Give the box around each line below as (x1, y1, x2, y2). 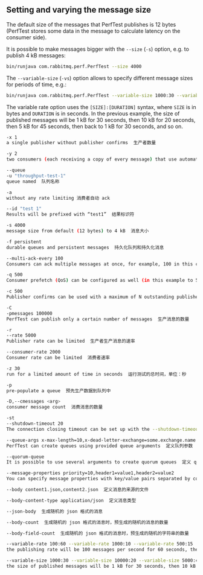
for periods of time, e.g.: (6, 81, 66, 88)
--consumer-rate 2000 (6, 349, 61, 355)
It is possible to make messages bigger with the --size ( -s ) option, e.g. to (6, 45, 189, 52)
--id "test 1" (6, 206, 42, 212)
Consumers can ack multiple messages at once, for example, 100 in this (6, 261, 193, 267)
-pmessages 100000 (6, 310, 53, 316)
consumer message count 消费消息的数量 (6, 404, 103, 410)
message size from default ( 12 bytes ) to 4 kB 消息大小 (6, 228, 149, 234)
